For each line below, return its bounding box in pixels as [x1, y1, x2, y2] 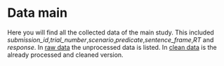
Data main [7, 5, 68, 21]
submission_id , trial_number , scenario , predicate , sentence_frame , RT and [7, 35, 214, 44]
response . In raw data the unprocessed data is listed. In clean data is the [7, 43, 217, 51]
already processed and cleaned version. [7, 51, 124, 59]
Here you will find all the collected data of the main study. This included [7, 28, 214, 37]
